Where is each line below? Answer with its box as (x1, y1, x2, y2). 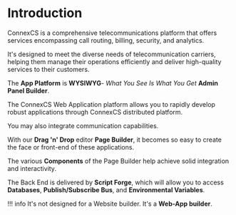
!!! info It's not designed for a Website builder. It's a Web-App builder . (7, 199, 212, 208)
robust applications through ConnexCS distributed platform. (7, 107, 183, 116)
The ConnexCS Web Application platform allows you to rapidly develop (7, 100, 216, 108)
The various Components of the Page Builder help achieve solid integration (7, 157, 230, 165)
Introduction (7, 5, 83, 21)
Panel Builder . (7, 86, 50, 95)
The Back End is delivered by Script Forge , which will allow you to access (7, 178, 225, 187)
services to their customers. (7, 65, 90, 73)
